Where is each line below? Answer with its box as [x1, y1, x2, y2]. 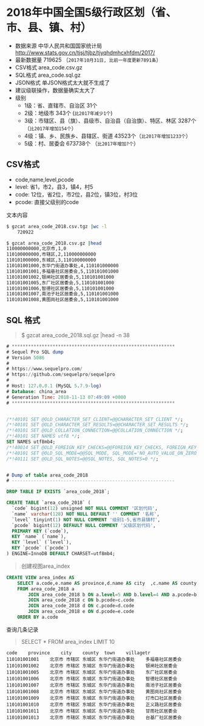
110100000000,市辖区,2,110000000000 [6, 251, 97, 257]
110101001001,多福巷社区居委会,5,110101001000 [6, 268, 119, 274]
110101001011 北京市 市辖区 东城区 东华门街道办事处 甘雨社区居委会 [6, 708, 178, 714]
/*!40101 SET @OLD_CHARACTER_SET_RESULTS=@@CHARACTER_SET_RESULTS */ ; [6, 422, 189, 428]
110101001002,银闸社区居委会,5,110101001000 [6, 274, 114, 280]
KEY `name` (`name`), [12, 534, 67, 540]
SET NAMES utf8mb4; [6, 439, 56, 445]
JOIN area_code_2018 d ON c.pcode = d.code [28, 603, 135, 609]
